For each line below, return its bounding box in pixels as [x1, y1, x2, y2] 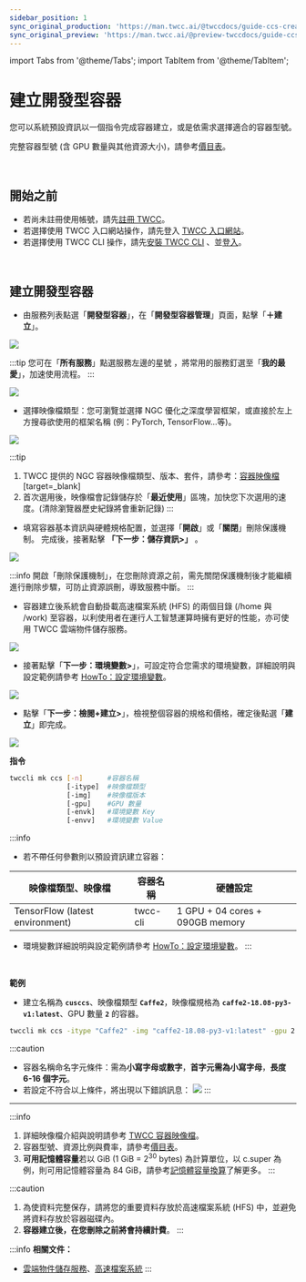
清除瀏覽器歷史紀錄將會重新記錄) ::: [41, 503, 175, 514]
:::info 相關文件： [9, 1244, 73, 1255]
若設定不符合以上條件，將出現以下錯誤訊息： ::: [22, 1084, 211, 1095]
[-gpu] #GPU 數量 [66, 799, 142, 809]
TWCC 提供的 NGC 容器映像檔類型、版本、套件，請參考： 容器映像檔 [22, 470, 280, 481]
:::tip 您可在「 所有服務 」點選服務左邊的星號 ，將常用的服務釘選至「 [9, 357, 262, 368]
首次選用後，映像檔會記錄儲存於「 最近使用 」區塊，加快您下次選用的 [22, 491, 279, 502]
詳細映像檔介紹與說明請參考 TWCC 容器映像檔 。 [22, 1130, 204, 1141]
